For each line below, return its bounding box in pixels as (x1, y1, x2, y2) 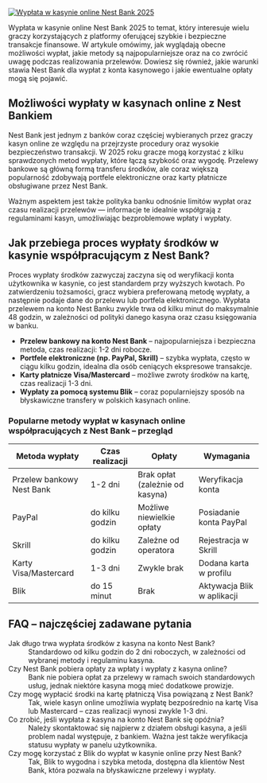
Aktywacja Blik (198, 580, 253, 591)
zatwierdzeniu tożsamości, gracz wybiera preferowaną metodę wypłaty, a (8, 286, 250, 296)
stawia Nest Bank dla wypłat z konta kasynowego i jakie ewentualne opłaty (8, 65, 253, 75)
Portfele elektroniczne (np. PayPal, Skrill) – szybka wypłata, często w (19, 353, 250, 362)
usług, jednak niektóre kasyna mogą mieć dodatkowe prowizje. (28, 680, 234, 690)
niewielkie (137, 512, 176, 523)
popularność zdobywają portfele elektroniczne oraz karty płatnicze (8, 172, 228, 182)
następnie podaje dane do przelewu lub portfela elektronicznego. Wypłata (8, 295, 250, 305)
